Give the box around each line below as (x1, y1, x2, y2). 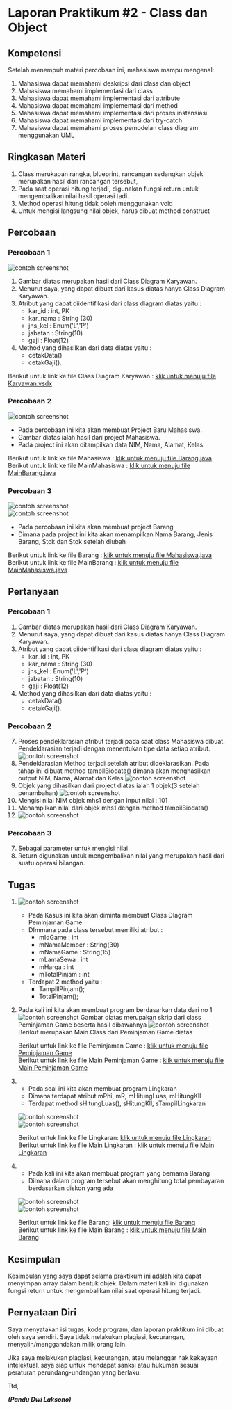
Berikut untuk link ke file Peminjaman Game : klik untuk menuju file (17, 1041, 208, 1050)
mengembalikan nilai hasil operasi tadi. (17, 191, 129, 200)
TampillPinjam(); (38, 985, 85, 993)
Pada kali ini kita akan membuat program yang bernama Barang (28, 1169, 210, 1178)
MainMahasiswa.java (8, 566, 68, 575)
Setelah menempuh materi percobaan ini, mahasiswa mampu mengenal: (8, 66, 215, 74)
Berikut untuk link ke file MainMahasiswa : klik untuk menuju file (8, 461, 190, 470)
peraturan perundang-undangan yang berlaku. (8, 1368, 142, 1377)
